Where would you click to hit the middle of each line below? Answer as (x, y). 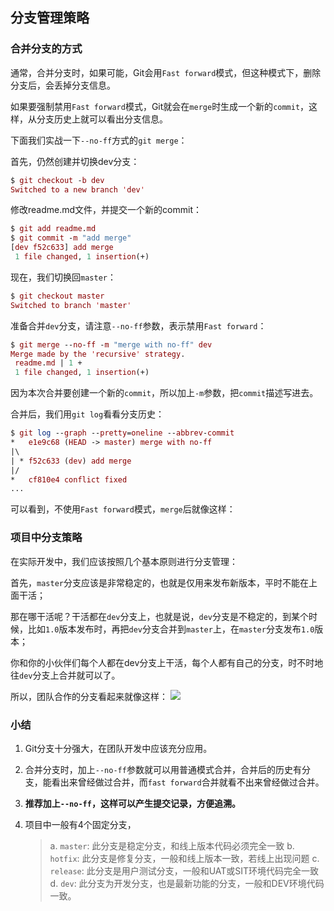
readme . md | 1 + (48, 363)
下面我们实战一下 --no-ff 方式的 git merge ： (99, 140)
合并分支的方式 (46, 49)
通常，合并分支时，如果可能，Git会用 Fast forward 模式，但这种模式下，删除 (166, 72)
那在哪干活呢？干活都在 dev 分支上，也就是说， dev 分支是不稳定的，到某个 (159, 616)
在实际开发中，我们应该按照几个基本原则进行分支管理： (124, 561)
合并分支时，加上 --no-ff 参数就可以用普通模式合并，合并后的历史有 (163, 769)
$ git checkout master (57, 296)
